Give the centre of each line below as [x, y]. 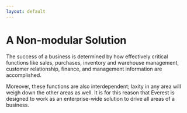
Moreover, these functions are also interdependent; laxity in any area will [93, 86]
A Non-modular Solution [66, 40]
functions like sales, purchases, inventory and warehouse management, [93, 62]
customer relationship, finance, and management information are [84, 69]
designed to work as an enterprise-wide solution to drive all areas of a [91, 98]
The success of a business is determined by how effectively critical [87, 57]
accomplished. [24, 75]
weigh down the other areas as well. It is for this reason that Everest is [90, 92]
